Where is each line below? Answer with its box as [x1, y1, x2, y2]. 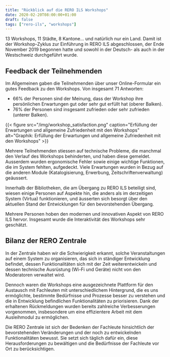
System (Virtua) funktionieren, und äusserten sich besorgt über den [5, 196, 148, 202]
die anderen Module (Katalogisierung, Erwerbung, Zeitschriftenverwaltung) [5, 169, 163, 176]
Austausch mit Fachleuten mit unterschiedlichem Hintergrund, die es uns [5, 287, 158, 293]
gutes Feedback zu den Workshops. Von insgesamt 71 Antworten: [5, 86, 144, 92]
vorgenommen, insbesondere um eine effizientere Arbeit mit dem [5, 309, 143, 315]
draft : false [5, 17, 33, 22]
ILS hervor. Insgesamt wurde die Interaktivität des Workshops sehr [5, 216, 145, 222]
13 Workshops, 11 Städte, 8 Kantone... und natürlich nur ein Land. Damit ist [5, 36, 162, 42]
